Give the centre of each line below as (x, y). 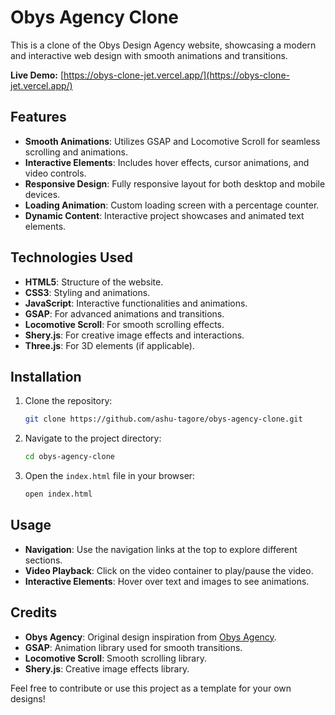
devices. (42, 194)
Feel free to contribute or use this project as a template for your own (151, 688)
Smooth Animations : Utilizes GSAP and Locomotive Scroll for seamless (172, 141)
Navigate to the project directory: (93, 438)
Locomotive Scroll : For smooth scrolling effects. (124, 324)
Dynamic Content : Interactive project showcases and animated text (164, 215)
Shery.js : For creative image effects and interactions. (134, 335)
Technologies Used (71, 257)
